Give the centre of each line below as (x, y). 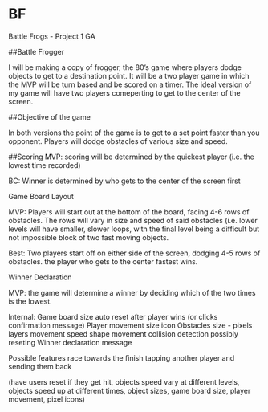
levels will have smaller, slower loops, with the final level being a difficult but (134, 229)
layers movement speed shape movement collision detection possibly (124, 333)
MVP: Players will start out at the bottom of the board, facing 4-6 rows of (129, 212)
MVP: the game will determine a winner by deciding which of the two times (132, 292)
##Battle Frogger (37, 51)
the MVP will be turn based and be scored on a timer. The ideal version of (130, 84)
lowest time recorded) (45, 165)
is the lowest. (30, 301)
